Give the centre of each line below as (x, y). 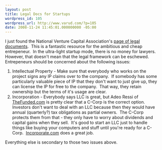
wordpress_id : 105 (24, 18)
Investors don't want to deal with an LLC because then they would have (83, 107)
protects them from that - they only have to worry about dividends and (82, 118)
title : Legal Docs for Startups (38, 14)
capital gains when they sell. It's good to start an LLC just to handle (80, 123)
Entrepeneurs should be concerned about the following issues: (68, 62)
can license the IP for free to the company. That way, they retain (77, 87)
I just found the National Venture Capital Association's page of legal (73, 41)
